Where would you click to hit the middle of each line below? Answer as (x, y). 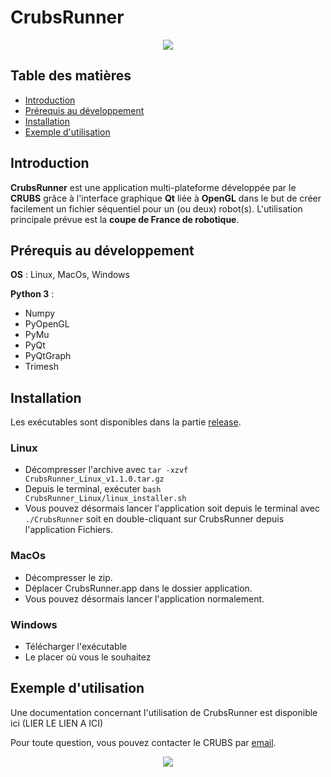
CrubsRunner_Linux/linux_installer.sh (105, 499)
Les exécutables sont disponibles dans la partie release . (126, 422)
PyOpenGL (47, 324)
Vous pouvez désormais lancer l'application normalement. (144, 598)
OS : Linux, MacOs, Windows (70, 275)
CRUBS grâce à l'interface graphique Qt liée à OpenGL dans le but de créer (166, 198)
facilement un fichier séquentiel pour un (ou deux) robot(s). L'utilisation (156, 208)
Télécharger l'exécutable (76, 647)
